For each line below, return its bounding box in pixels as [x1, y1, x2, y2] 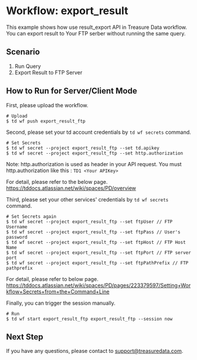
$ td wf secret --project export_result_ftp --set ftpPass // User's [6, 229, 181, 235]
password [6, 234, 28, 240]
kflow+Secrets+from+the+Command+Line [6, 288, 110, 295]
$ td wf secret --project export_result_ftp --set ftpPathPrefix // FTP [6, 260, 189, 266]
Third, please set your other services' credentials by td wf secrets [6, 196, 169, 203]
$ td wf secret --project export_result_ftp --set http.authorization [6, 150, 183, 156]
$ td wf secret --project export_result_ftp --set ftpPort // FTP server [6, 249, 192, 256]
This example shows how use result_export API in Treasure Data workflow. [6, 24, 188, 31]
